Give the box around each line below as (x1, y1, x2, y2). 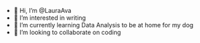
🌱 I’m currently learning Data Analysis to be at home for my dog (13, 21, 194, 29)
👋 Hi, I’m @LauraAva (13, 7, 72, 14)
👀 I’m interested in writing (13, 14, 86, 22)
